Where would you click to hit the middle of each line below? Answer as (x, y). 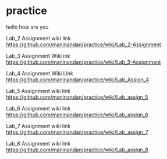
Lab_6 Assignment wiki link (38, 108)
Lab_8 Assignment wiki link (38, 143)
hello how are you (27, 27)
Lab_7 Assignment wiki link (38, 126)
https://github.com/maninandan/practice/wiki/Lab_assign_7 (77, 132)
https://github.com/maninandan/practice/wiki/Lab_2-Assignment (83, 44)
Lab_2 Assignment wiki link (38, 38)
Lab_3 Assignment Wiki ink (38, 56)
